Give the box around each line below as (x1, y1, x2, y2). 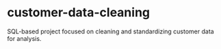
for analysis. (7, 34, 42, 42)
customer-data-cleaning (7, 5, 151, 20)
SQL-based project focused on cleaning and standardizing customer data (7, 27, 214, 35)
